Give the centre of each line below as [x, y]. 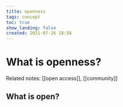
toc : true [18, 22]
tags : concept [23, 17]
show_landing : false [31, 28]
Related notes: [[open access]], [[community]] [62, 78]
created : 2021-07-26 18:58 [39, 33]
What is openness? [54, 62]
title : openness [26, 11]
